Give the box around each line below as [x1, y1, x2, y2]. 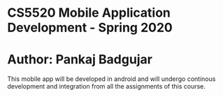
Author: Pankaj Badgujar [7, 52, 152, 68]
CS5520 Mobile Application [7, 5, 171, 21]
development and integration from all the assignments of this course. [7, 82, 206, 91]
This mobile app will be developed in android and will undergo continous [7, 75, 216, 83]
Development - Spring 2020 [7, 20, 173, 36]
